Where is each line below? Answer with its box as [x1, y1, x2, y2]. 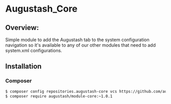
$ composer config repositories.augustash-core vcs [5, 89, 117, 94]
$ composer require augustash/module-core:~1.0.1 [5, 93, 113, 99]
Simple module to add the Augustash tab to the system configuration [5, 37, 150, 43]
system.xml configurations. [5, 48, 63, 53]
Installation [5, 62, 42, 71]
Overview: [5, 23, 39, 32]
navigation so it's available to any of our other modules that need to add [5, 42, 156, 48]
